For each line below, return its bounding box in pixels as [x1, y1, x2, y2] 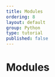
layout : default [6, 19, 46, 25]
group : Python [6, 24, 41, 31]
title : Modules [6, 8, 43, 15]
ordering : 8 [6, 14, 35, 20]
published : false [6, 36, 49, 41]
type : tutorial [6, 30, 43, 36]
